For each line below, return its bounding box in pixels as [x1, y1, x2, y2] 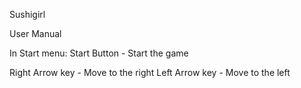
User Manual [9, 28, 62, 39]
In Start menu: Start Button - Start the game [9, 47, 189, 59]
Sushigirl [9, 9, 46, 20]
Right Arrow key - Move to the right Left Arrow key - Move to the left [9, 67, 291, 78]
